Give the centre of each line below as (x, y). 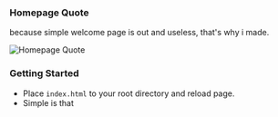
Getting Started (44, 73)
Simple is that (48, 102)
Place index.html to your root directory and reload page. (129, 93)
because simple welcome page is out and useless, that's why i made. (139, 33)
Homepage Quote (49, 13)
